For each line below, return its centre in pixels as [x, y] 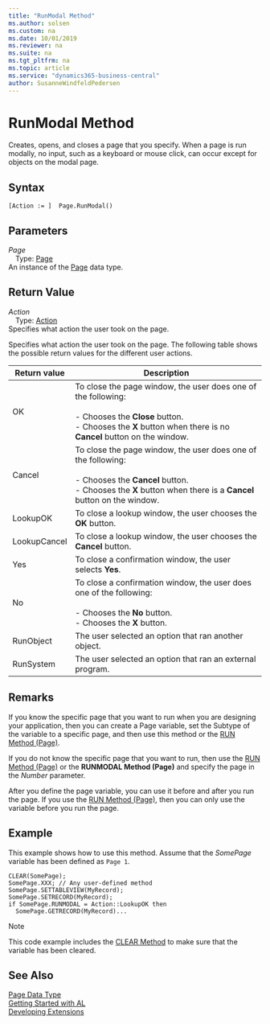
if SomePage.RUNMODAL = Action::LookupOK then [88, 904]
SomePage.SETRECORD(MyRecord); [61, 897]
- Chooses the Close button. [129, 417]
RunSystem [34, 664]
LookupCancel [40, 541]
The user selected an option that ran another [159, 635]
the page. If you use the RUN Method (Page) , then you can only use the [127, 799]
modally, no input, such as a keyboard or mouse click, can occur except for [133, 154]
